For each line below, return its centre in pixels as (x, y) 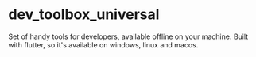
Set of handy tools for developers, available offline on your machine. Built (128, 36)
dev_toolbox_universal (84, 15)
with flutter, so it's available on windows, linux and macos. (103, 44)
